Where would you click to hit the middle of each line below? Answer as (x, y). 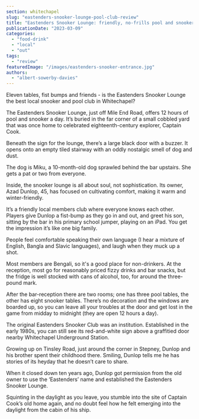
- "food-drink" (30, 39)
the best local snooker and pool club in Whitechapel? (71, 101)
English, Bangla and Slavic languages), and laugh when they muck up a (93, 246)
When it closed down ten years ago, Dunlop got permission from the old (94, 373)
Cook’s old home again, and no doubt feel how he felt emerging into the (93, 404)
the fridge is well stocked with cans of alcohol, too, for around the (86, 276)
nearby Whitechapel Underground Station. (58, 338)
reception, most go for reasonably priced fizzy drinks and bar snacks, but (96, 270)
